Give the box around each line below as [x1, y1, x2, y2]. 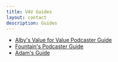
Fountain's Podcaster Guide [14, 43, 84, 50]
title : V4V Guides [6, 8, 52, 15]
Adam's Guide [14, 49, 50, 57]
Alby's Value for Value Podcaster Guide [14, 37, 112, 44]
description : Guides [6, 20, 58, 26]
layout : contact [6, 14, 47, 20]
